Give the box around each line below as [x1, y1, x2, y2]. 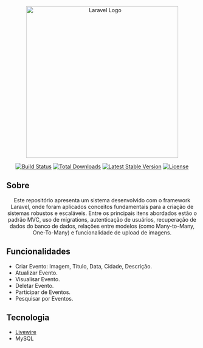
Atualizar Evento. [15, 269, 58, 276]
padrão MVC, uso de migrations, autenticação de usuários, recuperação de [8, 216, 196, 223]
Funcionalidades [6, 247, 71, 257]
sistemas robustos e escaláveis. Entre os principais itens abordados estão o [7, 210, 198, 217]
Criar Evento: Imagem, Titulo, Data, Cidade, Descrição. [15, 262, 153, 270]
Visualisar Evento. [15, 275, 60, 282]
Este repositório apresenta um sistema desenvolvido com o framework [13, 196, 191, 203]
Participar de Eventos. [15, 288, 71, 296]
